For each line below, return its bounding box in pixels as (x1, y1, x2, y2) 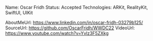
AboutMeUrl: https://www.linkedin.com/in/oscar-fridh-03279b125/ (5, 20, 143, 25)
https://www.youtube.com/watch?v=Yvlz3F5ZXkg (5, 30, 109, 36)
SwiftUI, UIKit (5, 10, 33, 16)
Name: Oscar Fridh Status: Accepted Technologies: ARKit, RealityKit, (5, 5, 148, 10)
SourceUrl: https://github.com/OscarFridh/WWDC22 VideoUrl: (5, 25, 135, 31)
